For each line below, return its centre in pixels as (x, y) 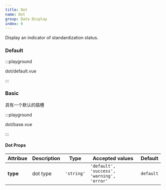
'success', (103, 171)
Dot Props (16, 145)
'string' (75, 174)
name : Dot (15, 14)
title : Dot (16, 10)
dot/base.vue (19, 124)
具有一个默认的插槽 (25, 105)
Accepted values (113, 158)
